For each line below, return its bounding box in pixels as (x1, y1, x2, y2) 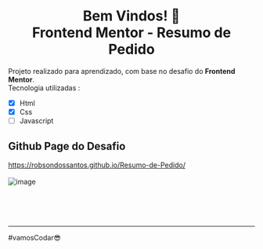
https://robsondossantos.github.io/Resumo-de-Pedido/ (8, 160, 186, 170)
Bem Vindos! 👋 (82, 7, 181, 25)
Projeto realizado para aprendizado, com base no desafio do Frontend (8, 66, 236, 75)
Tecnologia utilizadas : (8, 82, 81, 93)
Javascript (19, 116, 54, 126)
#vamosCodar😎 (8, 233, 61, 242)
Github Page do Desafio (8, 139, 126, 152)
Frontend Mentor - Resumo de (31, 24, 232, 42)
